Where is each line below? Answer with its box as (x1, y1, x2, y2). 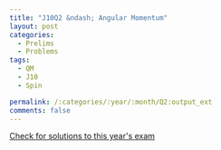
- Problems (17, 47, 59, 56)
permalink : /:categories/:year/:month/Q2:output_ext (9, 97, 213, 106)
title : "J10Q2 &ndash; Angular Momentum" (9, 13, 168, 23)
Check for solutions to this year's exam (9, 131, 156, 142)
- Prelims (17, 38, 54, 48)
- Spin (17, 81, 43, 90)
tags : (9, 55, 30, 65)
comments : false (9, 105, 71, 115)
